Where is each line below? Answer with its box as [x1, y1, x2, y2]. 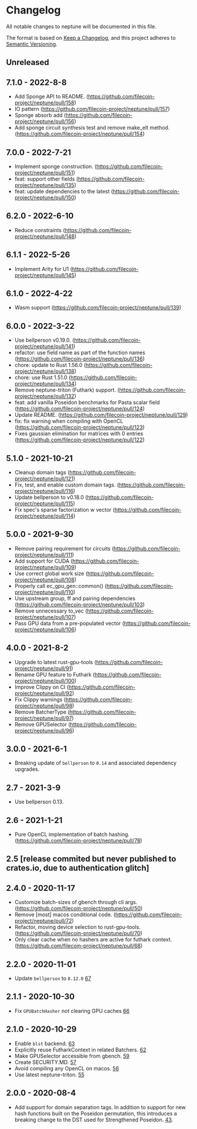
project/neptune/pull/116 [14, 488, 74, 495]
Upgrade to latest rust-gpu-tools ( [14, 658, 97, 665]
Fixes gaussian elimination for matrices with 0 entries [14, 430, 144, 437]
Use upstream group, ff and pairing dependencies [14, 594, 136, 601]
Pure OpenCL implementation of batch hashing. [14, 831, 130, 838]
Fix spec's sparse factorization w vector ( [14, 506, 116, 514]
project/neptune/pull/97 [14, 715, 72, 722]
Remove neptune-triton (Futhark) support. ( [14, 386, 120, 393]
